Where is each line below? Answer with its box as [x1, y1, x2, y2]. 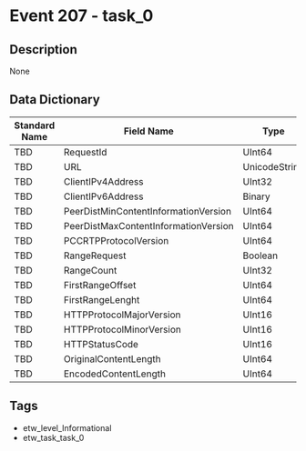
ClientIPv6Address [63, 190, 144, 203]
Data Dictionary [9, 92, 100, 107]
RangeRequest [63, 249, 127, 262]
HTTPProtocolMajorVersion [63, 308, 181, 321]
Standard [14, 119, 56, 132]
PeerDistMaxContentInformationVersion [63, 219, 234, 232]
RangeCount [63, 264, 117, 276]
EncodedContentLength [63, 367, 167, 380]
